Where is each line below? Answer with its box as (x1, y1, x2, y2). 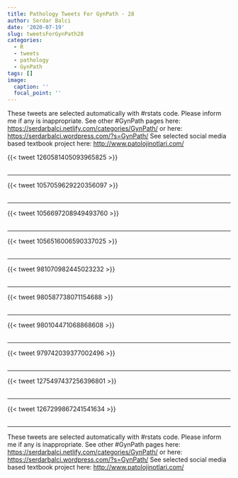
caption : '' (13, 83, 50, 90)
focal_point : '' (13, 89, 62, 97)
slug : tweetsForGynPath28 (7, 30, 84, 38)
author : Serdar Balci (7, 17, 72, 24)
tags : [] (7, 70, 33, 77)
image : (7, 76, 27, 84)
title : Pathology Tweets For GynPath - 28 (7, 10, 135, 18)
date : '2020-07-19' (7, 23, 65, 31)
